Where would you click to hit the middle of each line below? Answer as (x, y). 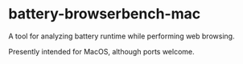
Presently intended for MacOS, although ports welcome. (101, 51)
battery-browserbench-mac (105, 14)
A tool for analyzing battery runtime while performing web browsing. (121, 36)
